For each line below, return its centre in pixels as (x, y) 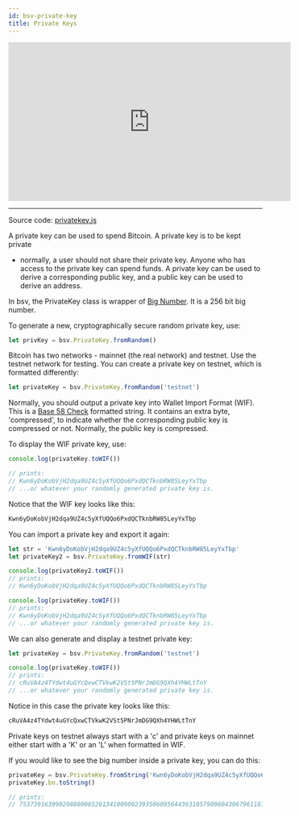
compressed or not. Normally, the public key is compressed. (108, 429)
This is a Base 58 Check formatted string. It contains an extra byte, (119, 412)
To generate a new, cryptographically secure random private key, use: (125, 325)
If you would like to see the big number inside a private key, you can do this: (134, 760)
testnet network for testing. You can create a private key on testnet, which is (135, 364)
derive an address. (51, 285)
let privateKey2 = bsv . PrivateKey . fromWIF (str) (90, 557)
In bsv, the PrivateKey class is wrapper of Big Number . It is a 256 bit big (127, 301)
